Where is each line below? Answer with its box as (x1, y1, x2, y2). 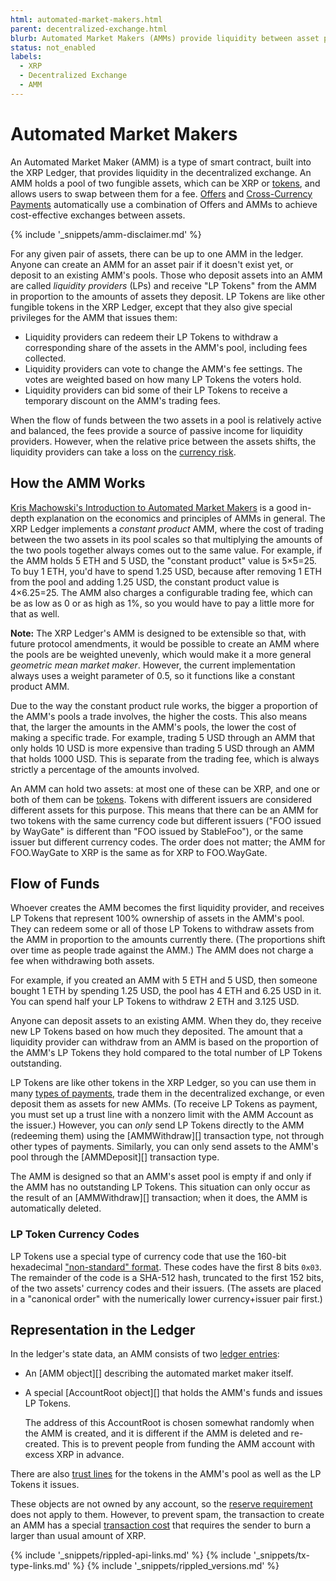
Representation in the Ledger (10, 1322, 196, 1338)
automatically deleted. (10, 1202, 102, 1215)
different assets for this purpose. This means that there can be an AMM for (10, 804, 319, 816)
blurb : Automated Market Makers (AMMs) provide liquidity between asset (10, 33, 320, 43)
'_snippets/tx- (253, 1549, 310, 1561)
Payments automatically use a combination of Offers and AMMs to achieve (10, 198, 318, 210)
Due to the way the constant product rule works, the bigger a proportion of (10, 699, 318, 711)
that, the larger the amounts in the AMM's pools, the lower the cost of (10, 721, 297, 733)
